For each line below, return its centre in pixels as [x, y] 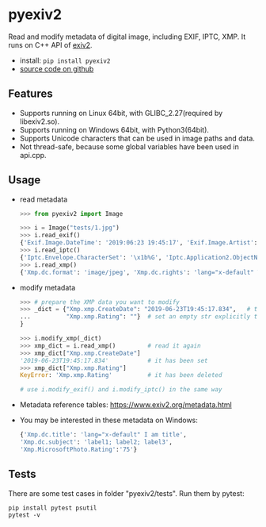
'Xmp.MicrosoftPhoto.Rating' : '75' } [78, 449]
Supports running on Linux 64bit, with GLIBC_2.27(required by [121, 113]
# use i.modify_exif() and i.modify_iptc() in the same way [121, 390]
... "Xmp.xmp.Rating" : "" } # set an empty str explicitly [135, 317]
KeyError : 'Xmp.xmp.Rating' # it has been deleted [121, 375]
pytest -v [25, 515]
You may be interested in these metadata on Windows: [108, 420]
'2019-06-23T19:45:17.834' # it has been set [114, 360]
